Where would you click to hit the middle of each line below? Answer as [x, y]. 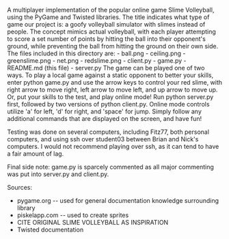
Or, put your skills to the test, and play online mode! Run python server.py [110, 97]
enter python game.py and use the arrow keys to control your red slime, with [115, 82]
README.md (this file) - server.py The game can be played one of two [106, 68]
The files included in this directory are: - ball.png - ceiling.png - [96, 53]
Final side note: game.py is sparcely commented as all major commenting [110, 167]
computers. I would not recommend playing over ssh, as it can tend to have [113, 146]
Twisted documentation [50, 229]
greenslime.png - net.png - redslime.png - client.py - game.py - [97, 60]
